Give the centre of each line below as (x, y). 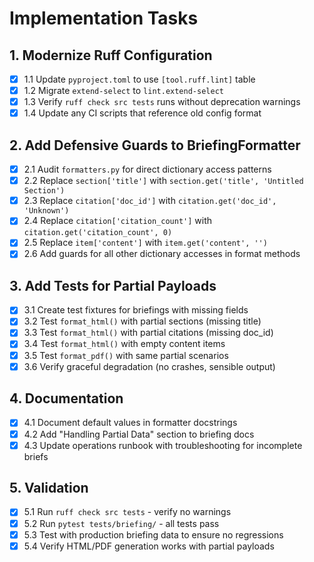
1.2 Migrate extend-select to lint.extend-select (123, 91)
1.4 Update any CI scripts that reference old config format (142, 113)
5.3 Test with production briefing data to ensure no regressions (153, 534)
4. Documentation (66, 398)
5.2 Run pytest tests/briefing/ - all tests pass (121, 523)
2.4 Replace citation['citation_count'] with (118, 221)
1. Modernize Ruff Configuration (111, 55)
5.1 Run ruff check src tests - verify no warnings (127, 512)
